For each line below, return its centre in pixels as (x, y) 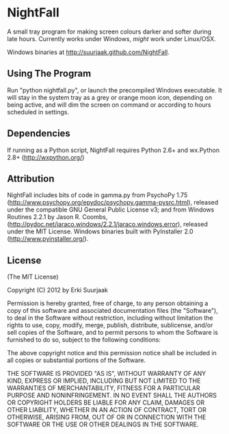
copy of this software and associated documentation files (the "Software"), (113, 311)
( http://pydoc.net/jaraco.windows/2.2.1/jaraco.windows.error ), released (108, 225)
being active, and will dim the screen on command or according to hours (109, 105)
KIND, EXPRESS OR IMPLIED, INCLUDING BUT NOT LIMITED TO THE (104, 381)
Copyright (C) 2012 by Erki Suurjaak (57, 290)
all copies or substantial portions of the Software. (76, 360)
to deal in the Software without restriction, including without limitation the (110, 318)
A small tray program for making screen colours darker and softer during (109, 31)
